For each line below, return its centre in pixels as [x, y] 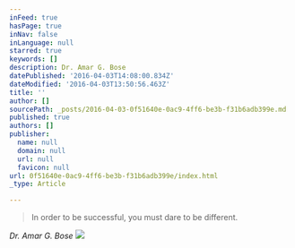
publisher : [30, 134]
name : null [38, 142]
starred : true [36, 51]
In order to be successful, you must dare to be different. [134, 218]
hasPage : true [36, 26]
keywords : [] [34, 59]
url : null [35, 159]
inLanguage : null [42, 43]
